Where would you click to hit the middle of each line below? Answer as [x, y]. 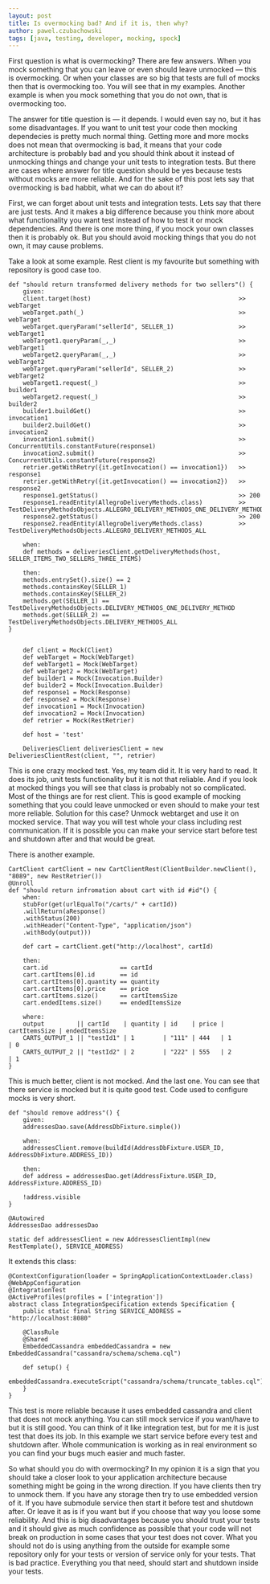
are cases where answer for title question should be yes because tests [125, 170]
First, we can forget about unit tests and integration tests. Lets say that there [135, 203]
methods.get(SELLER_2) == [66, 616]
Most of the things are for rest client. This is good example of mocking [125, 796]
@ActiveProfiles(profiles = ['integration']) [86, 1297]
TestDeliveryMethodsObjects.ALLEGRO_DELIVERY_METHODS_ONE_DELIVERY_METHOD [136, 510]
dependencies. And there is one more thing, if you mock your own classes [131, 229]
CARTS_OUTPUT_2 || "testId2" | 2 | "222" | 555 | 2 [127, 1052]
